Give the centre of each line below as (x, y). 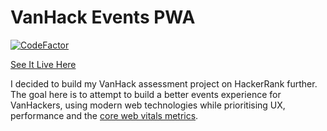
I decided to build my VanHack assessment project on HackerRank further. (164, 83)
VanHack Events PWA (103, 17)
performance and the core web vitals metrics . (104, 115)
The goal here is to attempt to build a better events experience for (146, 94)
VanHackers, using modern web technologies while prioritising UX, (148, 105)
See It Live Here (43, 64)
